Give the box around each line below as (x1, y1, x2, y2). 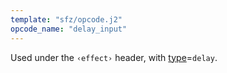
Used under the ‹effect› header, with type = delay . (10, 51, 218, 63)
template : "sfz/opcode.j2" (10, 14, 123, 25)
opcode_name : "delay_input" (10, 24, 128, 34)
